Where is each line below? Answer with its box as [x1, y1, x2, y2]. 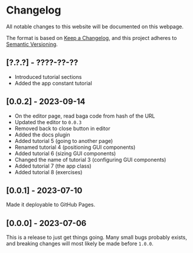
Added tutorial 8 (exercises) [14, 168, 83, 175]
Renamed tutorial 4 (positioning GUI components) [14, 144, 136, 151]
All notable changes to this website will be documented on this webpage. [6, 23, 184, 30]
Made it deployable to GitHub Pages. [6, 201, 96, 208]
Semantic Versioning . [6, 41, 58, 48]
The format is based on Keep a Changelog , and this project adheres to [6, 34, 177, 41]
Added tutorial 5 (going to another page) [14, 137, 113, 144]
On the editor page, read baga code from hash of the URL [14, 112, 155, 119]
